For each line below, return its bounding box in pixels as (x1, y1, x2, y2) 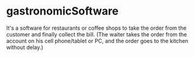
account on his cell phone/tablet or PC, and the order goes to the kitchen (6, 37, 189, 44)
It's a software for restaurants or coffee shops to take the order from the (6, 24, 187, 32)
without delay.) (6, 44, 44, 51)
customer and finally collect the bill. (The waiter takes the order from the (6, 30, 187, 38)
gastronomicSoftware (6, 4, 119, 18)
